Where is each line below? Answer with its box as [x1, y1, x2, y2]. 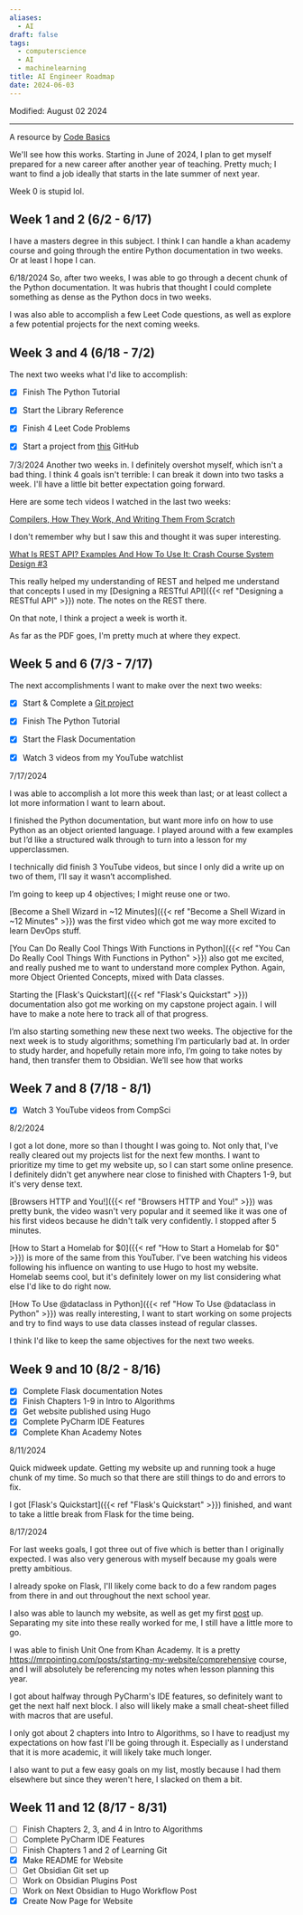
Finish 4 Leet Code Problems [22, 422, 131, 434]
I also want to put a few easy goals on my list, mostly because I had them [9, 1764, 281, 1775]
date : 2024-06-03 [9, 81, 75, 90]
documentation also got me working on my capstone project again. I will [9, 999, 277, 1010]
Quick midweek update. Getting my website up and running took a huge [9, 1462, 276, 1473]
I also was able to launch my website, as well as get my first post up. [9, 1607, 264, 1618]
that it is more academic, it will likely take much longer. [9, 1747, 212, 1758]
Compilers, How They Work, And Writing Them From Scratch [9, 513, 235, 525]
